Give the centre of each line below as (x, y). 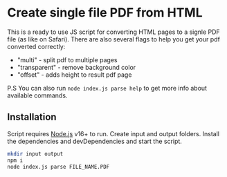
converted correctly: (36, 46)
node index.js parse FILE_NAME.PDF (58, 167)
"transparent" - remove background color (76, 67)
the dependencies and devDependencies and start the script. (94, 141)
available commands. (37, 95)
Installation (32, 117)
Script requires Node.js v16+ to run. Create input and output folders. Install (113, 133)
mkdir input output (35, 153)
